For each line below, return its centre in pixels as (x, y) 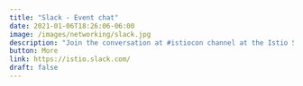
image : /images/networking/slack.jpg (80, 34)
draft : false (34, 68)
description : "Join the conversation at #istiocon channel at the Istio (149, 43)
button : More (34, 51)
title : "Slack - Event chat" (64, 17)
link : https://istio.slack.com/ (70, 59)
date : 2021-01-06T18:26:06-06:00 (72, 26)
